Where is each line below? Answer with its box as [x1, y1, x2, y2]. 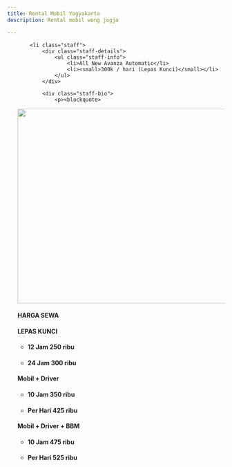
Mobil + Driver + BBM [17, 422, 80, 430]
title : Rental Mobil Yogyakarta [7, 10, 100, 17]
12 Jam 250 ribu [27, 343, 75, 351]
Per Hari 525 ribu [27, 454, 78, 462]
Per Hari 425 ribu [27, 406, 78, 414]
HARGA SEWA [17, 311, 59, 320]
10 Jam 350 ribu [27, 390, 75, 399]
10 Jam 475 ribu [27, 437, 75, 446]
